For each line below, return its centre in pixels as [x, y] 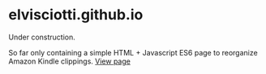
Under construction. [42, 37]
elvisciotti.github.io [76, 15]
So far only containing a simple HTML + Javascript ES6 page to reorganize [133, 52]
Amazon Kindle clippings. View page [70, 61]
